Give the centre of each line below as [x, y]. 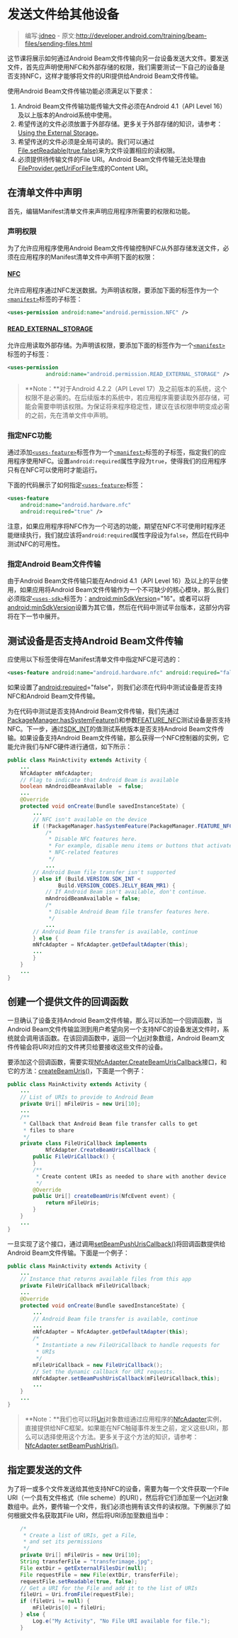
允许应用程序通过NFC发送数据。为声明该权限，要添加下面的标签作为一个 [113, 290]
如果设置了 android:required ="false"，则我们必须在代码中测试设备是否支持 [115, 687]
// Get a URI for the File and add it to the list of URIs [109, 1588]
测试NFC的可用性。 [36, 544]
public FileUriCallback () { [74, 1157]
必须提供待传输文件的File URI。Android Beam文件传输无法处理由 [112, 159]
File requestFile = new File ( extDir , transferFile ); [100, 1575]
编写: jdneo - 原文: [50, 35]
